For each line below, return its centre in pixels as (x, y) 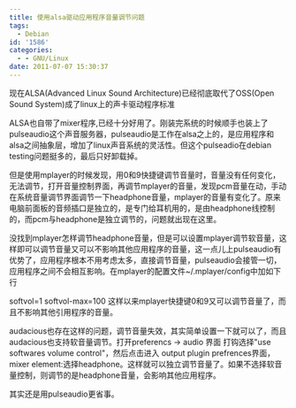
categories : (31, 50)
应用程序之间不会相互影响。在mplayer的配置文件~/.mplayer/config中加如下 (145, 271)
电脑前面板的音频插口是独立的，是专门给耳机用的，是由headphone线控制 (142, 208)
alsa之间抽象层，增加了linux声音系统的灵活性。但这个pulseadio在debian (140, 145)
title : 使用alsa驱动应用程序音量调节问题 (77, 17)
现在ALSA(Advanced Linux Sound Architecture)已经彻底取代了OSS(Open (142, 93)
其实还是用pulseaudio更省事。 (64, 394)
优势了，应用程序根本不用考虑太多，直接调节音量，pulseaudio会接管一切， (145, 260)
